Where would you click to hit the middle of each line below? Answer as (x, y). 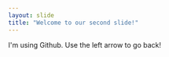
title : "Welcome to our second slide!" (73, 23)
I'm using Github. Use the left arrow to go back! (85, 45)
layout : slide (31, 15)
